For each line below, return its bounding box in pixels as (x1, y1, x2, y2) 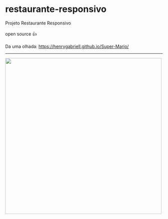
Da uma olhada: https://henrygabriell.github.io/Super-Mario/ (5, 43, 129, 49)
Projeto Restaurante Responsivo (5, 20, 71, 26)
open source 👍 (5, 31, 37, 37)
